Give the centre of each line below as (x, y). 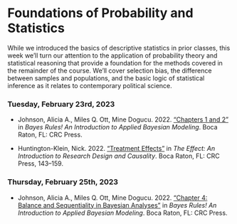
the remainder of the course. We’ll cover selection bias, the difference (110, 70)
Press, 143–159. (41, 164)
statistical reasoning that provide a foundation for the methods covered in (115, 63)
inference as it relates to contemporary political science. (90, 85)
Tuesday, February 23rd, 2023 (61, 104)
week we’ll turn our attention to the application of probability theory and (112, 55)
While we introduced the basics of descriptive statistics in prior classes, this (119, 48)
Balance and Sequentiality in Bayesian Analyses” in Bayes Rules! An (117, 205)
